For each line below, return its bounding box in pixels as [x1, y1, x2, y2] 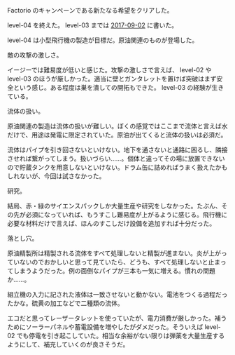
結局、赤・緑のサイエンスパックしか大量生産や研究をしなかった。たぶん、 [7, 202, 222, 210]
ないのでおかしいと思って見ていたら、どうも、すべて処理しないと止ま [19, 258, 220, 266]
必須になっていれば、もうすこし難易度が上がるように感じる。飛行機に [25, 210, 227, 219]
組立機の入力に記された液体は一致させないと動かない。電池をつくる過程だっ [7, 290, 228, 298]
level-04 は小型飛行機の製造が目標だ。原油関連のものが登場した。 [7, 36, 199, 44]
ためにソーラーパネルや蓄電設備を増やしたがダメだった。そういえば [7, 323, 204, 331]
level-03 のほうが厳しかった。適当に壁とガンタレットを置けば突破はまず [7, 74, 217, 83]
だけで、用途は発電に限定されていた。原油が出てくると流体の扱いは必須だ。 [7, 130, 227, 139]
